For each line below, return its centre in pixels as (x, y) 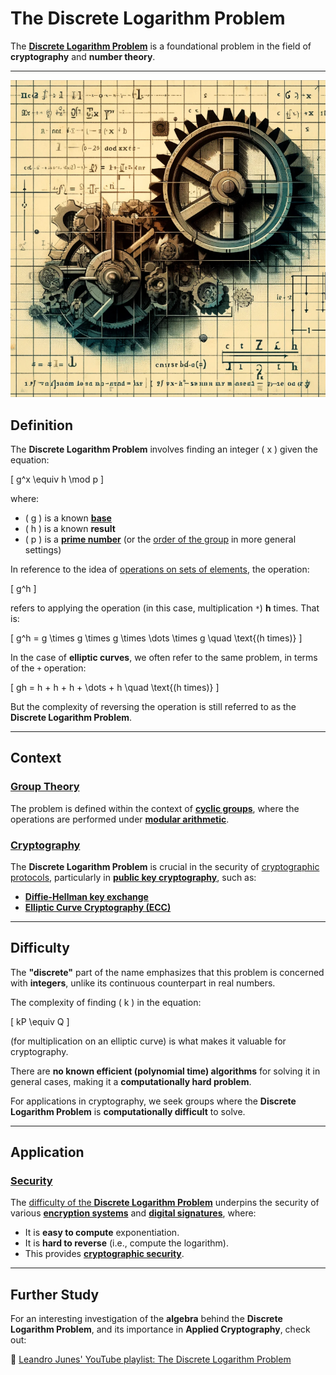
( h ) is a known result (70, 528)
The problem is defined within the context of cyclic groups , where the (155, 808)
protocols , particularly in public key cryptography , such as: (133, 877)
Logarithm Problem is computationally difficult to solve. (128, 1111)
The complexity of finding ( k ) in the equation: (106, 1002)
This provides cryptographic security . (104, 1254)
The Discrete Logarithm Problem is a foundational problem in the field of (161, 46)
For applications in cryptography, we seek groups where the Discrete (153, 1101)
